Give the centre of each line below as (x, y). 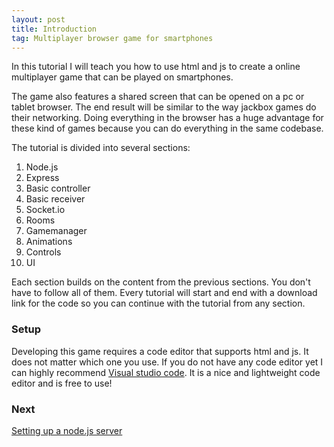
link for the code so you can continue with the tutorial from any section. (158, 303)
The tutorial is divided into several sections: (101, 148)
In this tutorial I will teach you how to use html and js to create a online (156, 67)
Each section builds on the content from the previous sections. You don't (161, 282)
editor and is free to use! (62, 383)
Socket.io (45, 210)
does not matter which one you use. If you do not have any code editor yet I (167, 362)
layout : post (38, 19)
